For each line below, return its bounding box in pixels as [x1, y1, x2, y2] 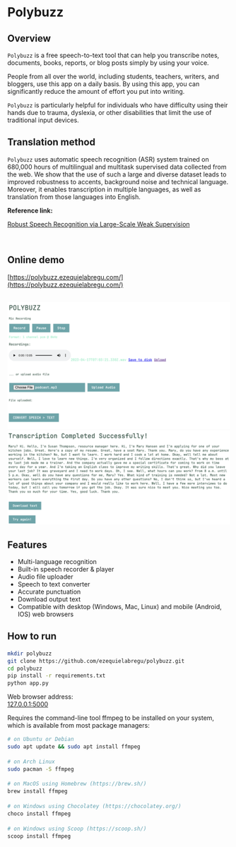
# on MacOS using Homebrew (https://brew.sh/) [7, 781, 147, 788]
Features [7, 539, 47, 551]
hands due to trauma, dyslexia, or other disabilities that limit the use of [7, 109, 212, 116]
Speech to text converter [17, 579, 90, 588]
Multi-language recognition [17, 557, 98, 565]
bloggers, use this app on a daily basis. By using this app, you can [7, 80, 200, 88]
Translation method [7, 136, 95, 148]
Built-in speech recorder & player [17, 565, 114, 573]
